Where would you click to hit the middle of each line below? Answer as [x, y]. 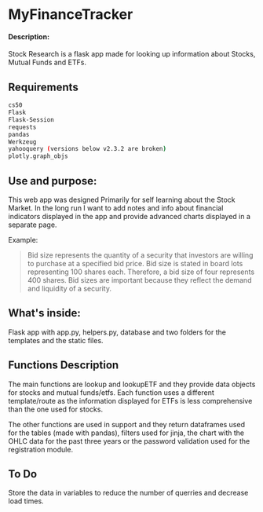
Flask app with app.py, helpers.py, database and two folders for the [117, 332]
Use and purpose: [53, 181]
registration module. [40, 449]
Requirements [43, 87]
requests [22, 127]
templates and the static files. [56, 340]
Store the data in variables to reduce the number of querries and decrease [128, 493]
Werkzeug [22, 142]
